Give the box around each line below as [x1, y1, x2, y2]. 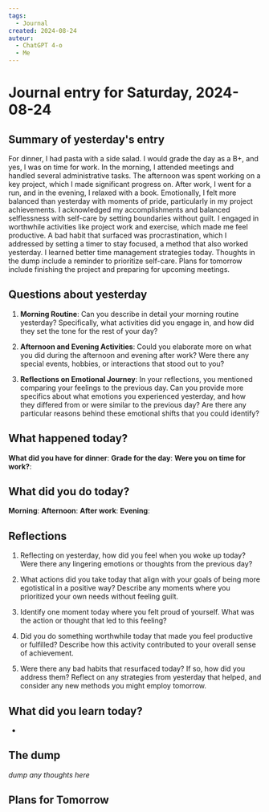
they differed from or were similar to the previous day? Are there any [19, 400, 247, 409]
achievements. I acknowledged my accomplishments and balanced [8, 205, 230, 214]
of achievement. [19, 648, 74, 658]
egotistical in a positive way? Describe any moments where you [19, 583, 230, 593]
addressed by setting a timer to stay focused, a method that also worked [8, 239, 249, 249]
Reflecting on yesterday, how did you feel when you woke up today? [19, 550, 247, 560]
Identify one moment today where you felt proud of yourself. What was [19, 607, 255, 617]
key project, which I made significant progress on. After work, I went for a [8, 180, 251, 189]
